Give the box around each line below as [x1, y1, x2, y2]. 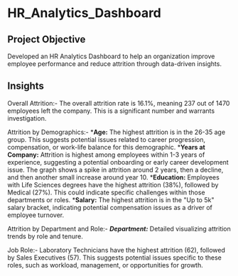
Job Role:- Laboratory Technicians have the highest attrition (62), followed [7, 245, 225, 254]
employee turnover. [7, 211, 65, 219]
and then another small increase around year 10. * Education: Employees [7, 172, 220, 182]
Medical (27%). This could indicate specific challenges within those [7, 188, 205, 197]
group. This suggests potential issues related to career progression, [7, 135, 206, 143]
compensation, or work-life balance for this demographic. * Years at [7, 143, 206, 151]
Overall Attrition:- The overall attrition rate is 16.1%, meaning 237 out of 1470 [7, 99, 230, 107]
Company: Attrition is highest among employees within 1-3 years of [7, 150, 205, 159]
